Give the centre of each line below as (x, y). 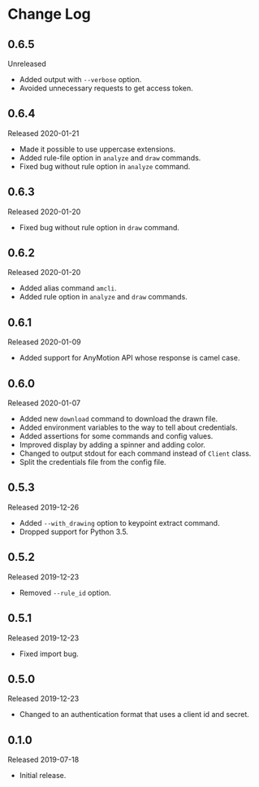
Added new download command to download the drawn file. (119, 419)
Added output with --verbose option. (80, 79)
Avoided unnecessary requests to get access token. (106, 88)
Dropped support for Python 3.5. (74, 531)
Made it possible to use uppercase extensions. (97, 149)
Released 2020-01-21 (43, 133)
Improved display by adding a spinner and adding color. (112, 445)
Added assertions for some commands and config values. (116, 436)
